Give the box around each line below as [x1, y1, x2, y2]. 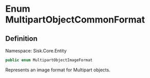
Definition [5, 34, 37, 43]
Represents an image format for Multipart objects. [5, 67, 111, 73]
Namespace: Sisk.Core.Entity [5, 48, 67, 54]
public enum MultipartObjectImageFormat [5, 58, 93, 63]
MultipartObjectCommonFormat [5, 14, 145, 25]
